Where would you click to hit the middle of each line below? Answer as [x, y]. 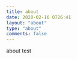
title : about [23, 12]
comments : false [26, 34]
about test [19, 51]
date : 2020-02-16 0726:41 [38, 17]
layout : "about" [26, 23]
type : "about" [24, 28]
